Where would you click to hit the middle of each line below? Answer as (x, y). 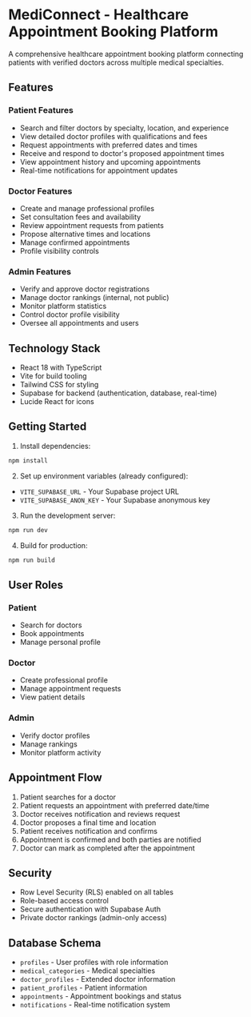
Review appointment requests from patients (92, 225)
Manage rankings (48, 744)
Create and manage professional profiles (87, 208)
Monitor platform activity (60, 752)
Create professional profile (64, 680)
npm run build (32, 560)
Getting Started (48, 427)
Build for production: (54, 545)
